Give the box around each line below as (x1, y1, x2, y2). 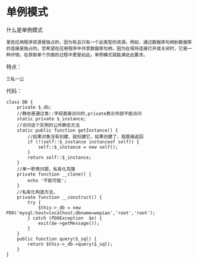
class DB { (6, 99, 33, 105)
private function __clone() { (17, 171, 92, 177)
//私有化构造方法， (17, 189, 58, 195)
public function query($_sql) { (17, 236, 97, 242)
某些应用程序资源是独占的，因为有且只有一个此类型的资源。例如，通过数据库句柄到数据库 (6, 39, 192, 45)
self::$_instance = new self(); (37, 144, 118, 150)
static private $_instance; (17, 115, 86, 122)
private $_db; (17, 104, 52, 110)
